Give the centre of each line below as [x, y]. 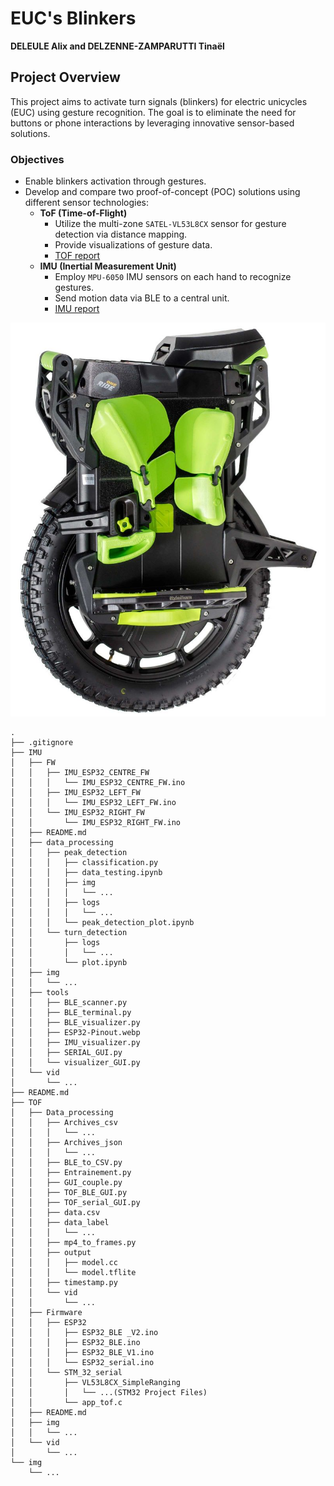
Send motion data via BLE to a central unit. [142, 298]
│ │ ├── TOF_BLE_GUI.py [69, 1193]
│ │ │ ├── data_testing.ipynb [86, 873]
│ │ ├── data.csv [55, 1213]
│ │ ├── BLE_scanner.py [69, 1003]
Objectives [37, 159]
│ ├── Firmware [46, 1313]
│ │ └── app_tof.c [66, 1403]
